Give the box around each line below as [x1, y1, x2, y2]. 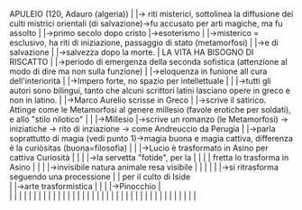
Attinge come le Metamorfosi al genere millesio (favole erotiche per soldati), [9, 105, 291, 114]
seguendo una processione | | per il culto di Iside [9, 171, 191, 182]
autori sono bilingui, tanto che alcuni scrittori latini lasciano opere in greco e [9, 86, 291, 96]
